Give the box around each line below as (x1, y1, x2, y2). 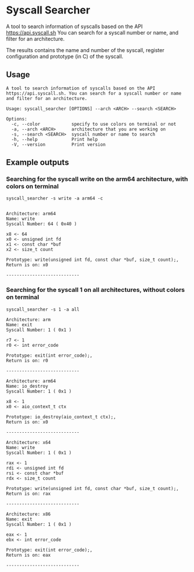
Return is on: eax (6, 552, 51, 558)
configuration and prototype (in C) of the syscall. (6, 53, 124, 60)
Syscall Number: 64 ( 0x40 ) (6, 221, 77, 227)
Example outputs (6, 157, 69, 167)
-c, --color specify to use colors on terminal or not (11, 121, 176, 127)
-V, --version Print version (11, 142, 106, 147)
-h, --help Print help (11, 136, 98, 142)
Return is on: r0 (6, 357, 49, 363)
